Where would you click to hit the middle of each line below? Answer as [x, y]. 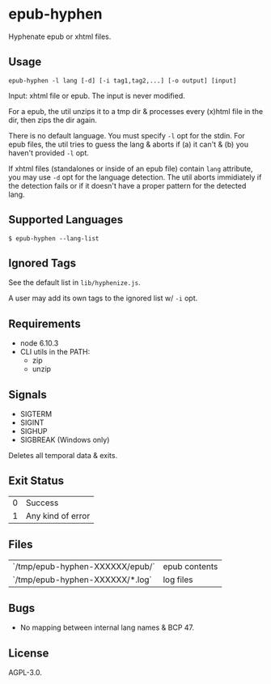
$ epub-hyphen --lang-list [54, 238]
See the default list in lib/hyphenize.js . [75, 283]
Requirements [44, 323]
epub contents [191, 566]
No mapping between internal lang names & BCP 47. [107, 627]
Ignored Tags [42, 263]
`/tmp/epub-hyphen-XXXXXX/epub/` [84, 566]
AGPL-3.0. [25, 673]
